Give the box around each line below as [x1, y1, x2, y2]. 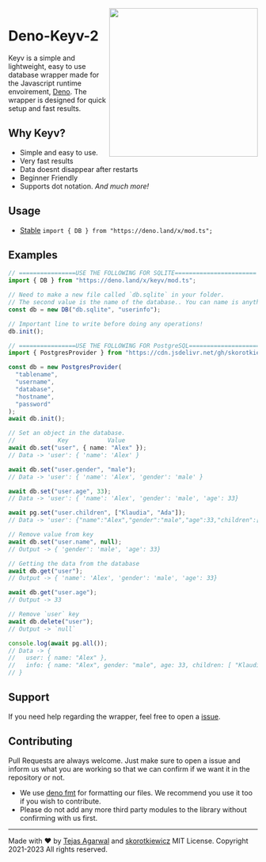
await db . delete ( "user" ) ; [8, 617, 93, 625]
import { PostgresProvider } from [8, 349, 123, 357]
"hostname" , [15, 392, 55, 401]
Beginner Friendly [19, 173, 78, 182]
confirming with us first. [19, 813, 98, 822]
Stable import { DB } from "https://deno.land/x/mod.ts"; [19, 225, 213, 235]
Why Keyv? [8, 127, 66, 140]
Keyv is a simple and [8, 53, 75, 63]
